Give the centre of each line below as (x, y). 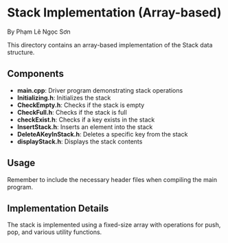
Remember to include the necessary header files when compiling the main (112, 179)
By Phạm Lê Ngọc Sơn (39, 32)
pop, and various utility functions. (55, 232)
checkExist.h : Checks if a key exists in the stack (86, 119)
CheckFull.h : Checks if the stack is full (72, 112)
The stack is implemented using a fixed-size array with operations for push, (114, 225)
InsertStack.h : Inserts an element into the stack (85, 127)
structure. (21, 52)
